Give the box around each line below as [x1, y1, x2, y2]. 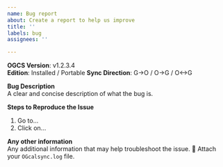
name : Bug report [7, 10, 58, 17]
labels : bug [7, 29, 42, 37]
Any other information [7, 137, 73, 146]
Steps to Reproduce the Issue [7, 103, 94, 111]
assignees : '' [7, 36, 49, 43]
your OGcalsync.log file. [7, 152, 75, 161]
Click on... [17, 124, 47, 132]
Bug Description [7, 82, 56, 90]
